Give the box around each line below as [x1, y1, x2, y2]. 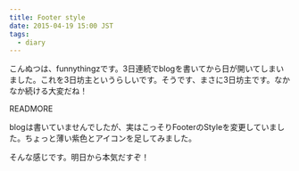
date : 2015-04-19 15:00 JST [9, 21, 114, 30]
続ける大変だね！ [24, 85, 87, 96]
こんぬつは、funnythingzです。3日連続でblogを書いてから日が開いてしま [9, 63, 277, 74]
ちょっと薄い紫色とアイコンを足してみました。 [24, 133, 196, 143]
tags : [9, 29, 29, 38]
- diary [17, 37, 46, 47]
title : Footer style [9, 12, 87, 22]
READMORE [9, 103, 54, 114]
